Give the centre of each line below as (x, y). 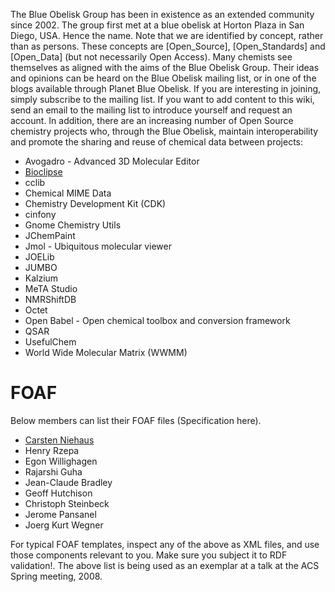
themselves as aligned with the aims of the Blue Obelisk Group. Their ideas (165, 67)
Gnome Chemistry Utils (73, 225)
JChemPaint (50, 235)
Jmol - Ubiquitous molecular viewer (98, 246)
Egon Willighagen (61, 461)
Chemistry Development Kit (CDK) (95, 203)
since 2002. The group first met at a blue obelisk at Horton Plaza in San (157, 25)
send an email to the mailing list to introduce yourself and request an (151, 110)
